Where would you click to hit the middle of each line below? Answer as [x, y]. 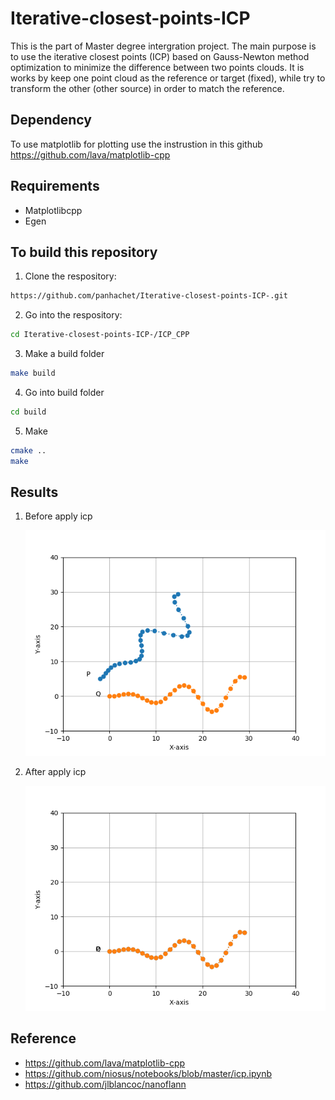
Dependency [51, 120]
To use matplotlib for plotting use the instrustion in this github [136, 144]
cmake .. [28, 450]
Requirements [55, 186]
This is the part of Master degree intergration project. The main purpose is [163, 46]
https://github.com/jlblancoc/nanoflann [105, 1084]
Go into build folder [64, 392]
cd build [28, 412]
